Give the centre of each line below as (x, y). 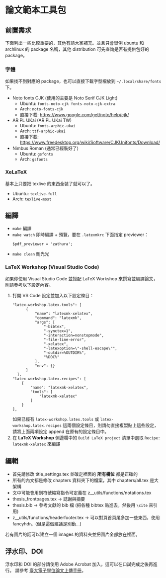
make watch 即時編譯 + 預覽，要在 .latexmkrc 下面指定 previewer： (81, 235)
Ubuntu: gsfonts (37, 154)
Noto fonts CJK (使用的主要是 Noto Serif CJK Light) (65, 98)
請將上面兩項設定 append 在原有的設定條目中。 (61, 431)
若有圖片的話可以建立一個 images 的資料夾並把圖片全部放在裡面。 (73, 534)
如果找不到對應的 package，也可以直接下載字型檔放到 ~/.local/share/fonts (83, 81)
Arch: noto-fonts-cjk (41, 109)
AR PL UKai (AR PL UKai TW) (42, 120)
